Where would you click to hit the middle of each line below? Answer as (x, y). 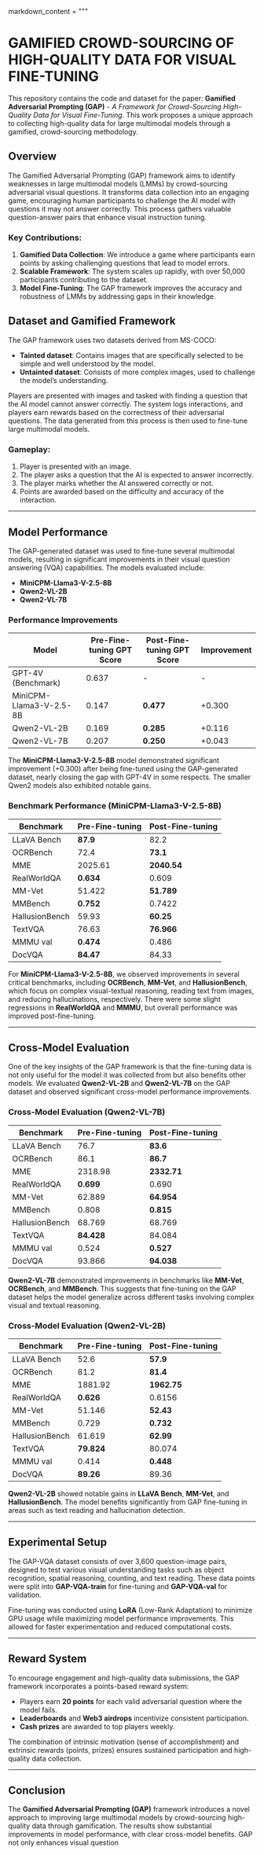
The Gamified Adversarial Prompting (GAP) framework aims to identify (122, 175)
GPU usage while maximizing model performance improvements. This (121, 1618)
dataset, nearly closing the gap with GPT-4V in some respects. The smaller (130, 777)
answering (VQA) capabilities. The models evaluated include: (107, 567)
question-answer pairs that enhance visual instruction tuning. (107, 217)
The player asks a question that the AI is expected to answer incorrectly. (136, 475)
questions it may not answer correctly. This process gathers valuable (120, 208)
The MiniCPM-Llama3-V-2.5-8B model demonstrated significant (114, 760)
